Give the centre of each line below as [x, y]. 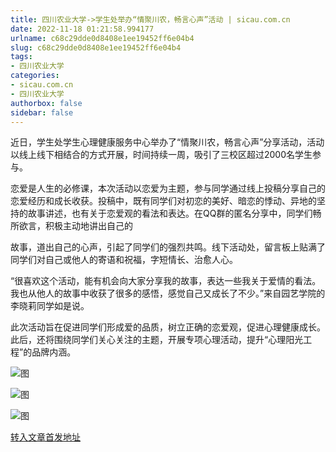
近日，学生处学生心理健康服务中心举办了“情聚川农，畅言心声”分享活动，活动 [167, 142]
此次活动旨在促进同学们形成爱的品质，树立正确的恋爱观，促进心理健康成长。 [168, 327]
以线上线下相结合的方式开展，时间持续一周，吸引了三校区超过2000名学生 [161, 155]
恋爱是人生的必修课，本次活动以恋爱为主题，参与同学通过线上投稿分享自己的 [168, 188]
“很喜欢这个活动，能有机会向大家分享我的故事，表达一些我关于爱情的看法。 [166, 281]
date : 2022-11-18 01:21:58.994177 [82, 29]
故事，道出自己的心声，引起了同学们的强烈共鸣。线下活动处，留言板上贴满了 [168, 247]
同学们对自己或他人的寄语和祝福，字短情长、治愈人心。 [124, 260]
